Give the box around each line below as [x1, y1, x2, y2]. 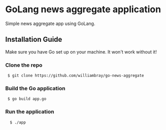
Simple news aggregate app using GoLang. [5, 20, 95, 27]
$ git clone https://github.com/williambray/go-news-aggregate [7, 73, 144, 79]
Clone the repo [5, 61, 43, 68]
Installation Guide [5, 35, 62, 44]
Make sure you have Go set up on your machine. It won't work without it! [5, 48, 157, 55]
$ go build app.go [7, 96, 47, 101]
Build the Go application [5, 85, 65, 92]
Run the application [5, 108, 54, 115]
